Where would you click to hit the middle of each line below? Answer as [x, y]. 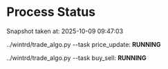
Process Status [51, 12]
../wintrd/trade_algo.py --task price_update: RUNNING [84, 44]
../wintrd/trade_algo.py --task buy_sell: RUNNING [76, 58]
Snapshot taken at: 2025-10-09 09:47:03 [65, 31]
